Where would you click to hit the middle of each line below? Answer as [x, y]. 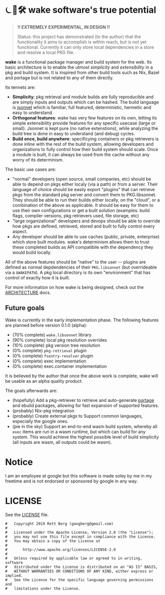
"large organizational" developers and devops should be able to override [86, 221]
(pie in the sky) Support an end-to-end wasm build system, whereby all [85, 426]
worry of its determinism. [38, 159]
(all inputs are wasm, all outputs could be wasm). [62, 442]
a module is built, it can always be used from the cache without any [81, 155]
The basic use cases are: [31, 169]
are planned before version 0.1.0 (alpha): [46, 325]
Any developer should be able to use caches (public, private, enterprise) [86, 237]
